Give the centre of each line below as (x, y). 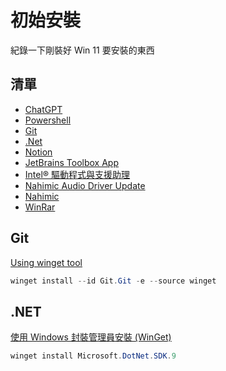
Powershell (48, 120)
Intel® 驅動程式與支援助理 (77, 174)
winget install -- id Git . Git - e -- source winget (113, 281)
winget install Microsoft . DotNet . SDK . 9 (93, 356)
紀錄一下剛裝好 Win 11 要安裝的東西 (82, 50)
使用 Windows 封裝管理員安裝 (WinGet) (91, 337)
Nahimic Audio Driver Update (85, 185)
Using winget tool (46, 262)
